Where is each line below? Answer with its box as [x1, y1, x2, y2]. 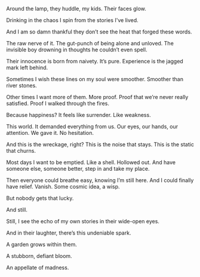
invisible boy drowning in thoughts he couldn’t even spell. [6, 46, 147, 53]
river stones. [6, 82, 37, 89]
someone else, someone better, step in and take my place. [6, 165, 150, 172]
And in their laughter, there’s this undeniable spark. [6, 229, 131, 236]
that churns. [6, 147, 36, 154]
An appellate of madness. [6, 264, 69, 271]
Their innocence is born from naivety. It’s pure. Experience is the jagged [6, 58, 183, 64]
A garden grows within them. [6, 241, 78, 248]
